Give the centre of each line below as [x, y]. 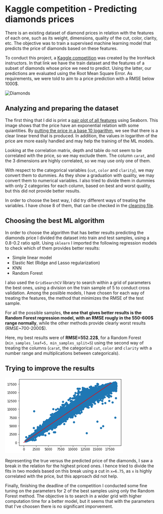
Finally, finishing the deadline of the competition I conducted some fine [76, 486]
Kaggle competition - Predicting [71, 9]
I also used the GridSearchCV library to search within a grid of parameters [78, 282]
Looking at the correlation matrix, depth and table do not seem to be [73, 150]
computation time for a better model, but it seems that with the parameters [80, 501]
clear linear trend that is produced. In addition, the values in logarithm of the [81, 135]
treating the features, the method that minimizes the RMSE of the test [74, 298]
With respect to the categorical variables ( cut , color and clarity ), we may [80, 170]
